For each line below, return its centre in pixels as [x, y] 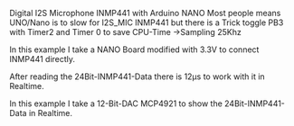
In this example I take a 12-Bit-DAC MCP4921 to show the [116, 103]
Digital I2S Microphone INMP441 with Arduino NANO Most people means [145, 13]
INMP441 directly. [42, 59]
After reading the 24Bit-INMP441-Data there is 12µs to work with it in [137, 76]
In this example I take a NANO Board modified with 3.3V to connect [134, 49]
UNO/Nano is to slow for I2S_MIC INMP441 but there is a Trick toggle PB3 [147, 22]
